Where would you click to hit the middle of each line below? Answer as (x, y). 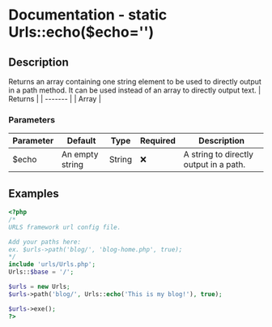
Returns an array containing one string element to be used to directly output (135, 82)
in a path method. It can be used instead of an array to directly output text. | (135, 90)
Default (81, 141)
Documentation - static (88, 15)
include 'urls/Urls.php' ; (52, 265)
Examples (34, 194)
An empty (80, 154)
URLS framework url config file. (65, 227)
